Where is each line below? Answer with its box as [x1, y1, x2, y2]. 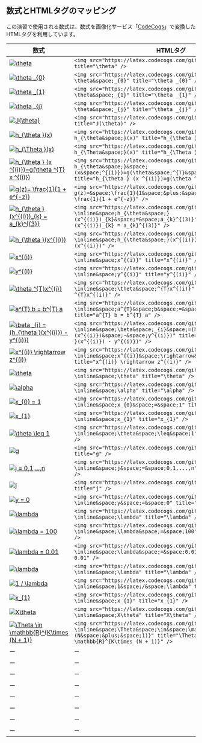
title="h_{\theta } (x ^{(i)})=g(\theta [74, 175, 191, 182]
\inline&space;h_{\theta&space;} [74, 210, 170, 217]
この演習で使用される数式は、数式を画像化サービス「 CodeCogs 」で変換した [6, 23, 196, 30]
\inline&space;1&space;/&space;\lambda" [74, 583, 191, 590]
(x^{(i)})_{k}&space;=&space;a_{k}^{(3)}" [74, 216, 198, 223]
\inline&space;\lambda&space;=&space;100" [74, 528, 198, 535]
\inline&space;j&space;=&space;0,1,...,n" [74, 464, 198, 472]
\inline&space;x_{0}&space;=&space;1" [74, 401, 185, 408]
